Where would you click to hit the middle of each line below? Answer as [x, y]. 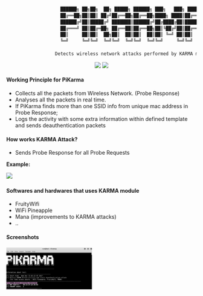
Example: [18, 164]
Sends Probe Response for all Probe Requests [72, 153]
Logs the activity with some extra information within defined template [101, 119]
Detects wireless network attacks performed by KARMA [124, 54]
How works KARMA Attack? [42, 139]
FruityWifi [27, 204]
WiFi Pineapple [34, 210]
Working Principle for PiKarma [45, 80]
